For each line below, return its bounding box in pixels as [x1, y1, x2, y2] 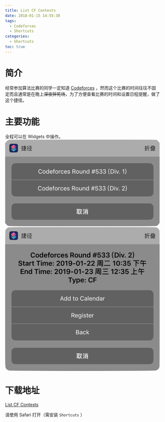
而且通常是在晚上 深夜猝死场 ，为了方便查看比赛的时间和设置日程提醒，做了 [9, 91, 160, 97]
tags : [5, 18, 16, 23]
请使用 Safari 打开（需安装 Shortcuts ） [5, 412, 85, 418]
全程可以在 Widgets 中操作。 [5, 133, 63, 139]
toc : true [5, 44, 26, 49]
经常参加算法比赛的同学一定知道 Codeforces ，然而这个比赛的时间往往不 [5, 85, 152, 91]
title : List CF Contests [5, 8, 56, 13]
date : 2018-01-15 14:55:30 [5, 13, 60, 18]
